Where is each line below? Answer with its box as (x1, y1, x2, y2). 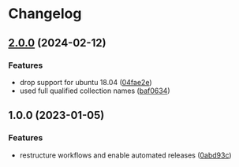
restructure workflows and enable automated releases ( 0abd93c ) (19, 150, 232, 160)
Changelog (8, 5, 82, 23)
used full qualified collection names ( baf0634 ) (19, 86, 171, 95)
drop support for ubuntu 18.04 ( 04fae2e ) (19, 77, 152, 87)
